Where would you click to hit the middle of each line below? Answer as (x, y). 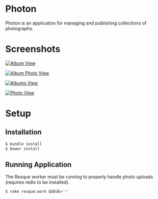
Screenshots (33, 49)
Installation (23, 132)
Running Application (38, 165)
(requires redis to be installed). (37, 182)
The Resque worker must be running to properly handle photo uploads (79, 177)
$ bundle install (24, 144)
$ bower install (22, 148)
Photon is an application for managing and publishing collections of (76, 23)
